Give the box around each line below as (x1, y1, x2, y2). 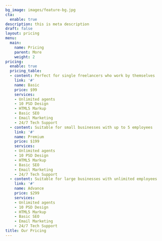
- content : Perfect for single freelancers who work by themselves (10, 73, 155, 78)
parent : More (14, 50, 42, 55)
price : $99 (14, 87, 37, 92)
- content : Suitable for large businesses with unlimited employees (10, 176, 157, 182)
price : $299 (14, 190, 39, 196)
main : (10, 40, 22, 45)
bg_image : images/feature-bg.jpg (5, 7, 76, 13)
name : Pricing (14, 45, 44, 50)
